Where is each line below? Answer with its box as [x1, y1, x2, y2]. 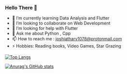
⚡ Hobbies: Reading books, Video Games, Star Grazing [12, 43, 122, 49]
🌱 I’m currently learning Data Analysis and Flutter [12, 15, 110, 21]
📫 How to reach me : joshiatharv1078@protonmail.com [12, 36, 122, 42]
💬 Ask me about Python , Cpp [12, 31, 71, 37]
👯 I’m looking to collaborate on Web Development [12, 20, 111, 26]
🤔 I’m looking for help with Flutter [12, 25, 78, 31]
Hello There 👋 [5, 4, 38, 11]
